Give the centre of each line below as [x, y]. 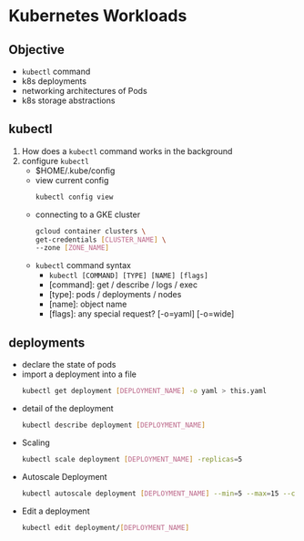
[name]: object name [88, 304]
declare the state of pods [69, 365]
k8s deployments [54, 81]
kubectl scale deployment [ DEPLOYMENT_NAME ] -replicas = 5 [132, 459]
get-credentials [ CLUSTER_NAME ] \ [101, 239]
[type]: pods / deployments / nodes [115, 295]
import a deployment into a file [79, 374]
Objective [37, 50]
